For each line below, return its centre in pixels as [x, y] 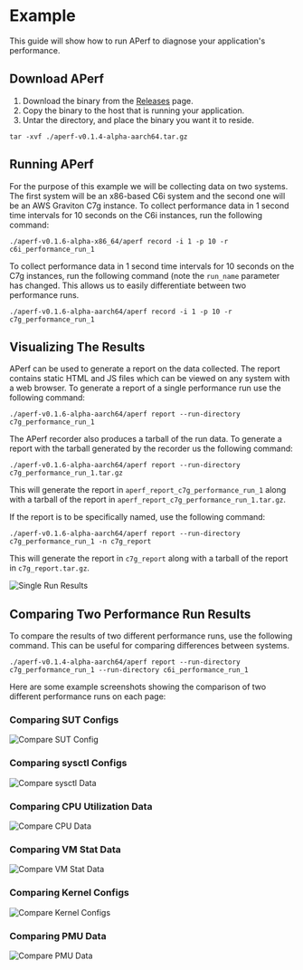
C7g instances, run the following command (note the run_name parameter [145, 275]
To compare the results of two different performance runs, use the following [151, 636]
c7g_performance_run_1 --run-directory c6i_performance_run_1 [129, 670]
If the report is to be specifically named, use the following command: [137, 517]
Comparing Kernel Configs [69, 893]
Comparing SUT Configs [64, 720]
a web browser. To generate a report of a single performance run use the [146, 388]
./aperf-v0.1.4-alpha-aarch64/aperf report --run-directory [125, 662]
